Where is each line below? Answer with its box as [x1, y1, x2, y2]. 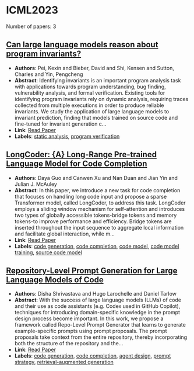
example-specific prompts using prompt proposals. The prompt [14, 328, 167, 335]
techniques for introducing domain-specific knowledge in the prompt [14, 309, 181, 316]
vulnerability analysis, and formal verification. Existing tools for [14, 89, 165, 96]
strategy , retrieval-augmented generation [14, 359, 114, 366]
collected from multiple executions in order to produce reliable [14, 102, 164, 109]
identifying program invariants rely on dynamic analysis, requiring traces [14, 95, 189, 102]
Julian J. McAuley [14, 181, 57, 188]
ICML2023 [6, 4, 58, 17]
